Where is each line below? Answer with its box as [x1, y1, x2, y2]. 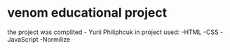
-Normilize [39, 35, 71, 43]
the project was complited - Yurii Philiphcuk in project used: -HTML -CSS [7, 28, 219, 36]
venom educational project [7, 5, 167, 21]
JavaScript [7, 35, 39, 43]
